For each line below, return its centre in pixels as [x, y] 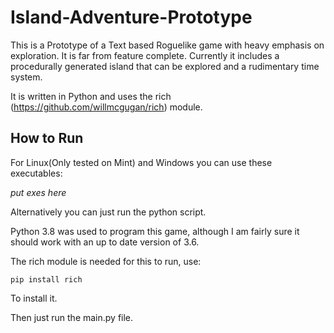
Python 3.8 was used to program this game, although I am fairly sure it [155, 231]
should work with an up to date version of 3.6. [105, 242]
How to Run [47, 138]
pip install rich [46, 279]
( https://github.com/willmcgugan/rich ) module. [106, 107]
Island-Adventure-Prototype [131, 17]
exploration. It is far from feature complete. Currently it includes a [145, 55]
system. [26, 77]
